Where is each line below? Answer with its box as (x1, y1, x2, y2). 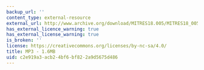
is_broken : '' (6, 37, 42, 43)
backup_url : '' (6, 9, 45, 15)
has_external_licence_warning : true (6, 26, 99, 32)
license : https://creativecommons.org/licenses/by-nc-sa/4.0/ (6, 43, 167, 49)
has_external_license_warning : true (6, 32, 99, 38)
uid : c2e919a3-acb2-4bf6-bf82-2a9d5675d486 (6, 54, 118, 60)
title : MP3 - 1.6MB (6, 49, 56, 55)
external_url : (6, 20, 42, 26)
